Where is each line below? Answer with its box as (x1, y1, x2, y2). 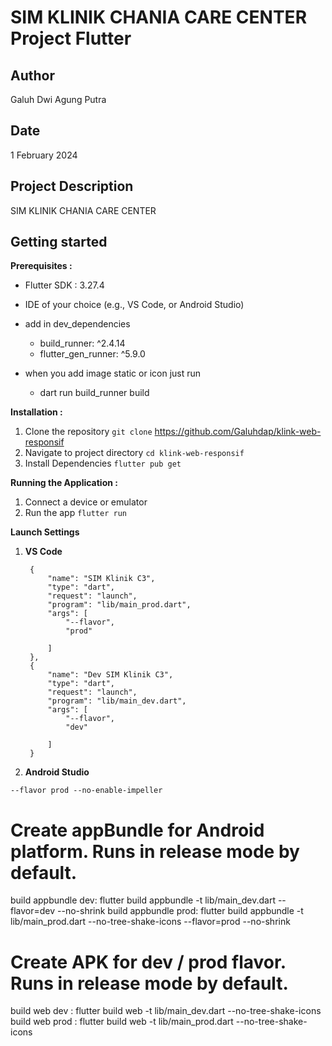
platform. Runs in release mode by (10, 840, 300, 863)
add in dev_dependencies (24, 318, 131, 330)
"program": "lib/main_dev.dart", (47, 696, 187, 706)
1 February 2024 (10, 149, 78, 161)
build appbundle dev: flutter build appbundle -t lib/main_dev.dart (10, 894, 276, 906)
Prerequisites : (10, 260, 73, 272)
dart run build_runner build (39, 387, 150, 399)
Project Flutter (10, 27, 132, 50)
